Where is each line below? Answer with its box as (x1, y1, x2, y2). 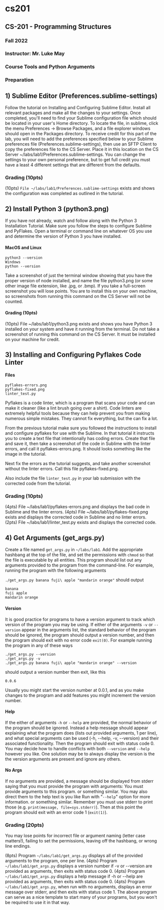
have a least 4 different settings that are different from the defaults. (5, 162, 141, 168)
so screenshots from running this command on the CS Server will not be (5, 294, 151, 299)
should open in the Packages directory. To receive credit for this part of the (5, 131, 157, 137)
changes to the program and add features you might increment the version (5, 692, 156, 698)
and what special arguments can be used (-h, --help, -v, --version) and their (5, 735, 159, 741)
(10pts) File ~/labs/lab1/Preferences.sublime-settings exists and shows (5, 185, 155, 191)
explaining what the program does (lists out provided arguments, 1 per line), (5, 730, 158, 736)
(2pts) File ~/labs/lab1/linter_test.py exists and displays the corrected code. (5, 519, 157, 525)
